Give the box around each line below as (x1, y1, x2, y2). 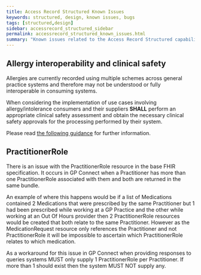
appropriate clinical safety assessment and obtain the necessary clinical (6, 111, 184, 118)
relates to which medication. (6, 237, 76, 245)
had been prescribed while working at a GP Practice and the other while (6, 206, 184, 213)
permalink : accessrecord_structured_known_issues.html (6, 31, 146, 37)
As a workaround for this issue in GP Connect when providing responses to (6, 249, 191, 256)
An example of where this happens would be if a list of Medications (6, 193, 172, 200)
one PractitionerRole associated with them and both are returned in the (6, 175, 181, 182)
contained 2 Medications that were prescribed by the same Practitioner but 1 (6, 200, 195, 207)
